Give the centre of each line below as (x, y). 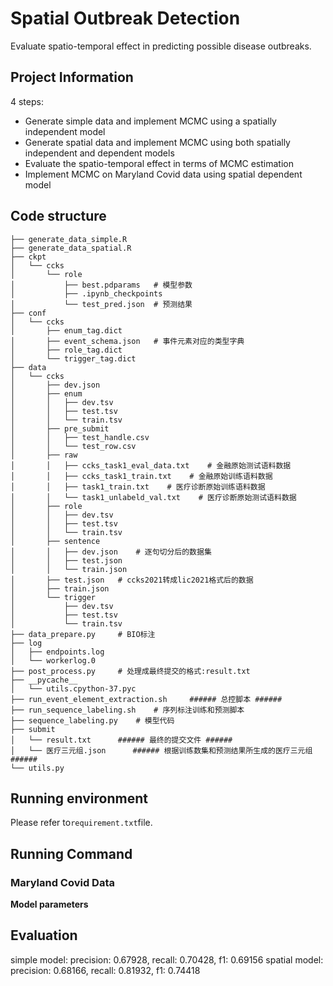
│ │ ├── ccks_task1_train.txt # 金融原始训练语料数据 (141, 476)
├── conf (28, 313)
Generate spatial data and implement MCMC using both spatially (157, 142)
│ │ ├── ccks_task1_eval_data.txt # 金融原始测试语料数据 (151, 465)
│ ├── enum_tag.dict (66, 330)
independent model (65, 131)
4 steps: (27, 101)
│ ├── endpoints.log (57, 652)
